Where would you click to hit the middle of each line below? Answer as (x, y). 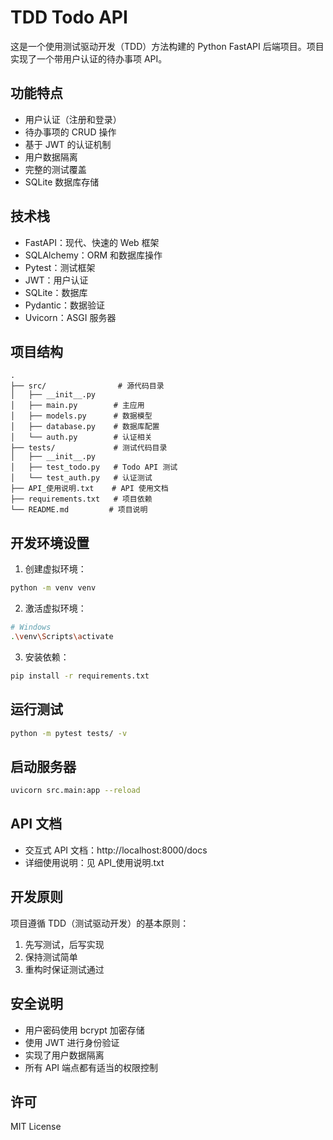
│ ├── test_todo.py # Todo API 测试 (94, 467)
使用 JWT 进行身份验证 (72, 1042)
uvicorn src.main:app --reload (75, 791)
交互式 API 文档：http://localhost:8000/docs (116, 850)
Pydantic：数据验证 (65, 305)
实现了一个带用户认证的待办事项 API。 (89, 58)
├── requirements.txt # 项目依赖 (81, 499)
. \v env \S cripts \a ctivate (62, 636)
